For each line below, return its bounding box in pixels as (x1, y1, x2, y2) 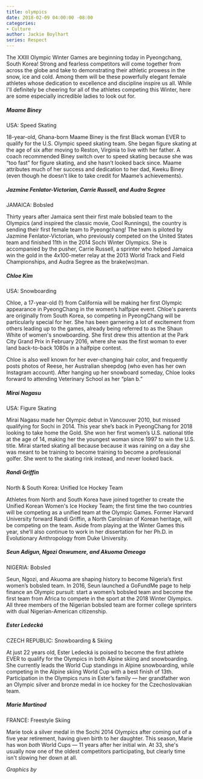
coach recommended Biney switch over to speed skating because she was (6, 152, 193, 160)
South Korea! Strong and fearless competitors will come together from (6, 60, 181, 67)
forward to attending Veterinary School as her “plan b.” (6, 375, 143, 382)
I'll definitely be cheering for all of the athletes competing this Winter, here (6, 86, 191, 93)
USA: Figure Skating (6, 404, 57, 411)
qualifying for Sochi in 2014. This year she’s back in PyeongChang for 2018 (6, 422, 193, 430)
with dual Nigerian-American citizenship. (6, 607, 108, 615)
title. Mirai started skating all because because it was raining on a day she (6, 442, 190, 449)
